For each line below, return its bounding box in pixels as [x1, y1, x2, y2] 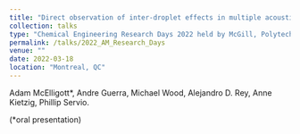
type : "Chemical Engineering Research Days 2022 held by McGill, [9, 29, 257, 38]
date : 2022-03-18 [9, 54, 74, 63]
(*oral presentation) [9, 113, 82, 125]
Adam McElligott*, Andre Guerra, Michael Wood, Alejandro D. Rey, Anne [9, 87, 272, 98]
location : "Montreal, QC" [9, 63, 105, 72]
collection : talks [9, 21, 78, 30]
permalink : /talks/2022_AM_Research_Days [9, 38, 166, 47]
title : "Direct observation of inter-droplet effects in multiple [9, 13, 262, 22]
